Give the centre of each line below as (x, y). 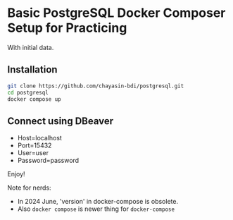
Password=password (48, 161)
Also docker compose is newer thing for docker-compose (96, 209)
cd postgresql (28, 92)
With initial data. (31, 47)
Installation (32, 69)
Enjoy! (17, 174)
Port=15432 (34, 145)
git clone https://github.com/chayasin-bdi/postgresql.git (96, 86)
